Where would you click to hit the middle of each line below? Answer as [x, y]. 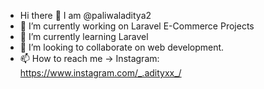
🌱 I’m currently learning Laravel [84, 36]
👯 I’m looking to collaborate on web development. [122, 47]
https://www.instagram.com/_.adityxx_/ [100, 73]
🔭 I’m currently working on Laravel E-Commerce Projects [137, 26]
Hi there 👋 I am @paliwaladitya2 [85, 15]
